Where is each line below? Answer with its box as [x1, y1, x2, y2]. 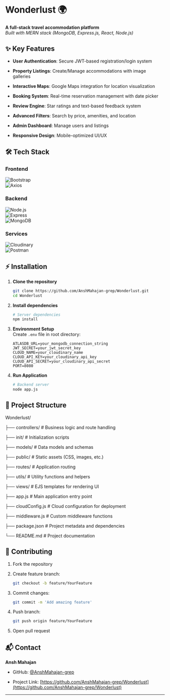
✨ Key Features [5, 44, 55, 53]
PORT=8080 [12, 363, 34, 369]
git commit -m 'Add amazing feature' [12, 599, 93, 605]
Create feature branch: [12, 570, 60, 577]
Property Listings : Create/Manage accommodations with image [12, 68, 146, 74]
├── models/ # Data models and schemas [5, 444, 94, 450]
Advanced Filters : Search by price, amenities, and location [12, 112, 136, 118]
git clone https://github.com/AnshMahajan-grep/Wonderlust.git [12, 288, 149, 293]
